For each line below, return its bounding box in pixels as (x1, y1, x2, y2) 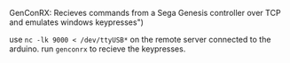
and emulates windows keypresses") (9, 17, 145, 28)
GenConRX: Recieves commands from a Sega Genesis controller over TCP (9, 8, 281, 18)
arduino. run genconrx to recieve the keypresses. (9, 43, 186, 54)
